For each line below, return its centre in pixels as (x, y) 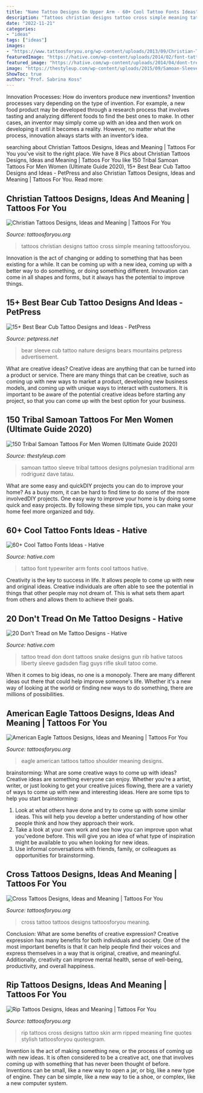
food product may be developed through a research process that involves (98, 110)
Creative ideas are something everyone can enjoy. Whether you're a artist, (99, 779)
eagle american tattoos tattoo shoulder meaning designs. (92, 761)
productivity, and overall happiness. (51, 966)
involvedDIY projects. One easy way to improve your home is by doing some (101, 499)
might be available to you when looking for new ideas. (82, 842)
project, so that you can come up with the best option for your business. (96, 400)
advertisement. (40, 357)
